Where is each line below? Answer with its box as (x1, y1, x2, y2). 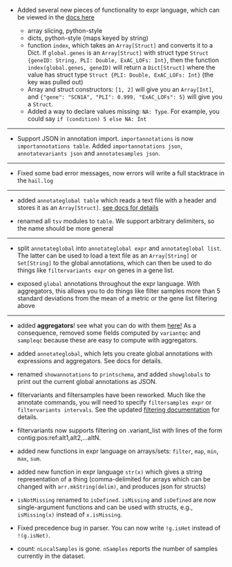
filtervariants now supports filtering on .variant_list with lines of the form (17, 426, 222, 434)
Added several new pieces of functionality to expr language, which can (17, 6, 220, 14)
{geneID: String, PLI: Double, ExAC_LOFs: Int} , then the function (27, 56, 220, 64)
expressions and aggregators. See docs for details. (17, 357, 163, 365)
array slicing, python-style (27, 27, 103, 35)
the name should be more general (17, 224, 114, 232)
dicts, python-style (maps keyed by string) (27, 34, 148, 42)
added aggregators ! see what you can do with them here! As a (17, 321, 197, 329)
